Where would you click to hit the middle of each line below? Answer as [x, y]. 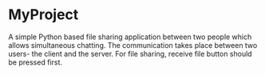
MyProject [44, 15]
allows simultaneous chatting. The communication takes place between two [133, 45]
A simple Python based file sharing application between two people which [130, 37]
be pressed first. [35, 62]
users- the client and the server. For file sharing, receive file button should [131, 53]
